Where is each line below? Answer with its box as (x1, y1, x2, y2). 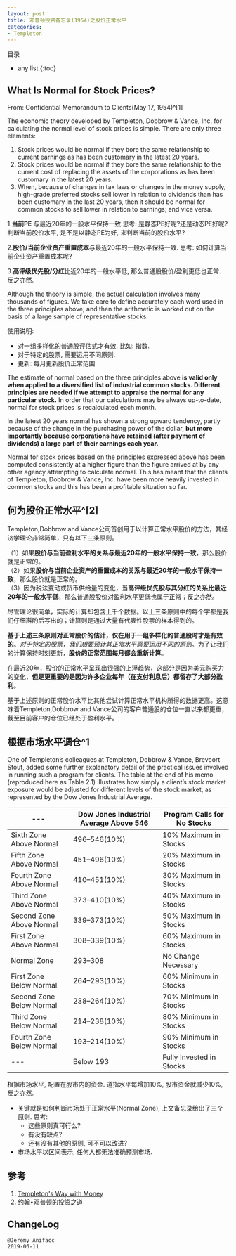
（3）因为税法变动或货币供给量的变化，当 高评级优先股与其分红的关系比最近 (7, 583, 227, 592)
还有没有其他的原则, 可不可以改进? (27, 1139, 128, 1147)
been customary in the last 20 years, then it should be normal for (17, 198, 206, 206)
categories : (7, 23, 42, 30)
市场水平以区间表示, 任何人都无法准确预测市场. (17, 1147, 152, 1156)
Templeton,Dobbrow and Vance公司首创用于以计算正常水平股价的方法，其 (7, 524, 222, 533)
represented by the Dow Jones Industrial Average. (7, 792, 152, 801)
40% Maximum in (162, 891, 221, 900)
